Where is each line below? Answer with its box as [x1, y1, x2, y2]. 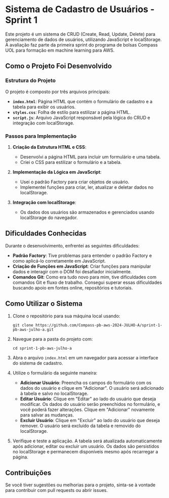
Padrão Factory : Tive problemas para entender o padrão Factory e [12, 252, 152, 259]
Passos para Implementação [5, 133, 77, 140]
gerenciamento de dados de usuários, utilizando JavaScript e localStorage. [5, 36, 162, 43]
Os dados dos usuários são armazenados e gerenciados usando [20, 209, 154, 215]
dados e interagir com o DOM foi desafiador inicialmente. [12, 268, 132, 274]
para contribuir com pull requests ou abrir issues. [5, 487, 108, 493]
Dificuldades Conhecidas [5, 229, 87, 238]
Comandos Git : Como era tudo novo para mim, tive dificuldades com [12, 274, 157, 280]
